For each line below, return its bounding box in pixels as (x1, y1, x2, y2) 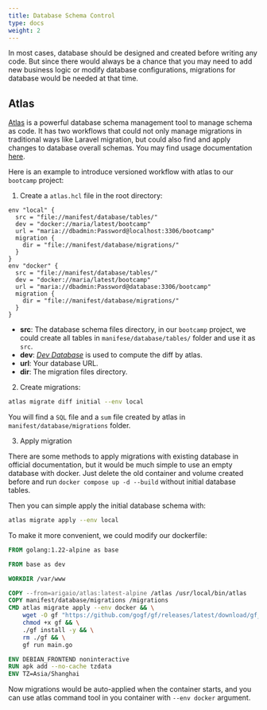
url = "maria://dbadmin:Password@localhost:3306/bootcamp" (15, 228, 215, 236)
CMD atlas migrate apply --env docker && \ (8, 604, 155, 612)
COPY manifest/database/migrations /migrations (8, 596, 169, 605)
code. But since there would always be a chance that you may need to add (8, 57, 253, 66)
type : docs (8, 19, 44, 27)
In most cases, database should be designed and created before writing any (8, 49, 258, 58)
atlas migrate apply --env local (8, 517, 119, 525)
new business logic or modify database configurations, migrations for (8, 65, 236, 75)
